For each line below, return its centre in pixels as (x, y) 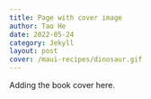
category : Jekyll (42, 43)
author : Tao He (38, 26)
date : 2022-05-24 (42, 34)
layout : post (34, 51)
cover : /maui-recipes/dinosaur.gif (76, 59)
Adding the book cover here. (62, 85)
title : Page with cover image (66, 18)
